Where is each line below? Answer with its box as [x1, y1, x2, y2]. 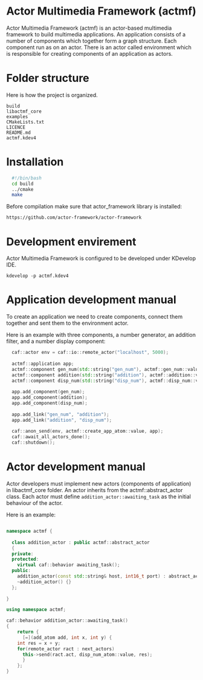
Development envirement [6, 235, 137, 248]
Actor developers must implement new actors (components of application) [6, 480, 192, 487]
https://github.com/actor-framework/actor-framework [6, 215, 142, 221]
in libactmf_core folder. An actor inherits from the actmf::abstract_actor [6, 487, 183, 493]
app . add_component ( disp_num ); [11, 400, 88, 407]
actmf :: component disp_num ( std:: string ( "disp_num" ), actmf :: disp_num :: [11, 378, 196, 384]
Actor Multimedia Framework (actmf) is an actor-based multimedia [6, 24, 172, 32]
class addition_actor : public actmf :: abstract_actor [11, 539, 150, 545]
